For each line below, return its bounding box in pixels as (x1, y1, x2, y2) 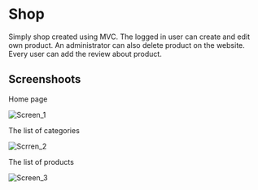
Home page (8, 94, 48, 104)
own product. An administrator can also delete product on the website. (8, 40, 246, 50)
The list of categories (8, 125, 80, 135)
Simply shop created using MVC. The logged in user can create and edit (8, 32, 251, 41)
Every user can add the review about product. (8, 49, 163, 58)
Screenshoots (8, 72, 81, 86)
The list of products (8, 157, 75, 166)
